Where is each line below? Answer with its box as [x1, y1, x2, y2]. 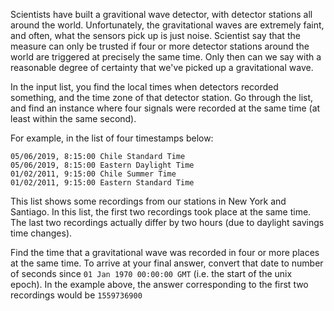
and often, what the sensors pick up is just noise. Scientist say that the [10, 30, 301, 41]
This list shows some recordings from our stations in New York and [10, 195, 287, 207]
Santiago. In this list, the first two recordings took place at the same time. [10, 206, 312, 218]
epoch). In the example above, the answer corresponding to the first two [10, 279, 309, 290]
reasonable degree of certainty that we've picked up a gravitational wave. [10, 62, 314, 73]
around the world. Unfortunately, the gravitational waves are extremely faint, [10, 19, 325, 31]
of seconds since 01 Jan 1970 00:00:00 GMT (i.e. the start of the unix [10, 268, 293, 279]
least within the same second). [10, 113, 137, 124]
